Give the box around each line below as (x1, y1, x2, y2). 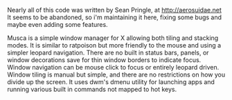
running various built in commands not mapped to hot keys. (7, 86, 177, 93)
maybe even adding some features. (7, 21, 109, 28)
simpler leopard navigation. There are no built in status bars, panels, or (7, 48, 209, 57)
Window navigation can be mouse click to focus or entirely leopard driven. (7, 63, 220, 71)
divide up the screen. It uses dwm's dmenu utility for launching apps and (7, 78, 215, 86)
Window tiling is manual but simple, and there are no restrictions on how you (7, 70, 226, 79)
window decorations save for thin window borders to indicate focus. (7, 56, 202, 64)
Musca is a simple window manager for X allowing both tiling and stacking (7, 34, 219, 42)
